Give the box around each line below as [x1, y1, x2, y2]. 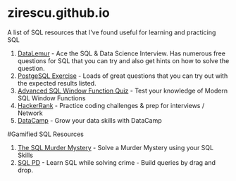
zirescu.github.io [7, 5, 111, 21]
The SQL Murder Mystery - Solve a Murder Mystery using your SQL [17, 143, 213, 152]
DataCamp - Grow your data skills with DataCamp [17, 116, 162, 124]
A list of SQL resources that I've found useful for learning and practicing [7, 28, 216, 36]
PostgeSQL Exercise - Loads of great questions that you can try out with [17, 72, 228, 80]
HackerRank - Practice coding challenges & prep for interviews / [17, 101, 205, 109]
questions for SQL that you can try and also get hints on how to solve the [17, 56, 230, 65]
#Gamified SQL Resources [7, 130, 85, 138]
